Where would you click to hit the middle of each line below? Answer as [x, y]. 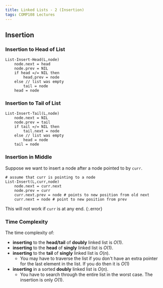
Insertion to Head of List [35, 49]
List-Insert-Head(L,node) [32, 60]
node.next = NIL [31, 118]
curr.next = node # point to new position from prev [71, 199]
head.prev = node [41, 78]
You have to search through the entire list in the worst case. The [86, 274]
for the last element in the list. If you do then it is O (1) [75, 264]
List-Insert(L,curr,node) [32, 182]
